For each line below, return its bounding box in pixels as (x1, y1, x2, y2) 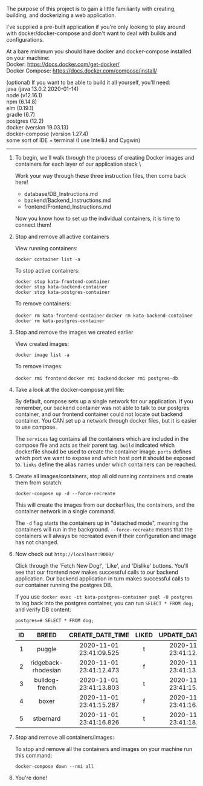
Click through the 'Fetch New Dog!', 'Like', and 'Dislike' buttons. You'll (14, 562, 188, 569)
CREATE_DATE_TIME (69, 631, 130, 639)
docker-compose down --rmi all (14, 764, 94, 770)
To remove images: (14, 363, 63, 369)
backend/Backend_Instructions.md (24, 197, 111, 204)
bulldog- (34, 676, 60, 684)
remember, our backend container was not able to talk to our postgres (14, 404, 190, 411)
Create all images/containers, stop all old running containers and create (14, 473, 193, 479)
